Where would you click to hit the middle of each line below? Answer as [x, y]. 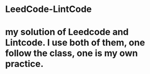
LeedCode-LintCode [48, 9]
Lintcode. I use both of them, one [75, 43]
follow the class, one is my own [71, 53]
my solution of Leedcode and [67, 32]
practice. [24, 64]
